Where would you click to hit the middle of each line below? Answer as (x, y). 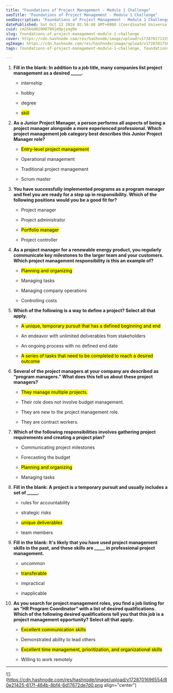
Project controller (39, 240)
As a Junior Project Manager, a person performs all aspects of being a (89, 123)
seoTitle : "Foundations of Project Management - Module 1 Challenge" (82, 15)
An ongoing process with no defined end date (69, 345)
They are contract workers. (50, 422)
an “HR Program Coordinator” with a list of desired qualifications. (84, 608)
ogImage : (15, 44)
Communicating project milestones (58, 447)
